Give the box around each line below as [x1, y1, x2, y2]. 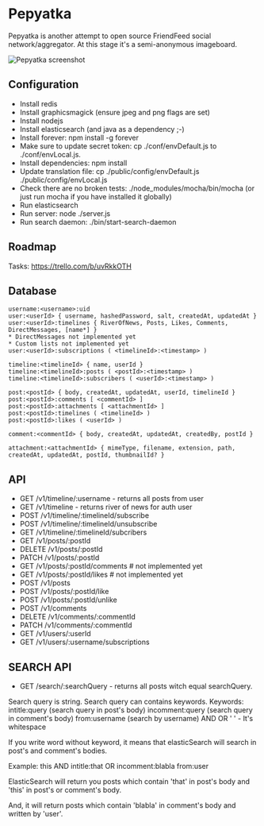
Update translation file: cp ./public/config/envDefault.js [19, 166, 200, 176]
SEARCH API [8, 660, 72, 674]
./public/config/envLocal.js [19, 175, 108, 184]
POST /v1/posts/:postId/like [19, 587, 109, 596]
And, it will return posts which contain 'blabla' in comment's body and [8, 801, 236, 810]
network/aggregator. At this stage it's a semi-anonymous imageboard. [8, 39, 238, 48]
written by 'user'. [8, 809, 63, 818]
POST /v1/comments [19, 604, 87, 613]
